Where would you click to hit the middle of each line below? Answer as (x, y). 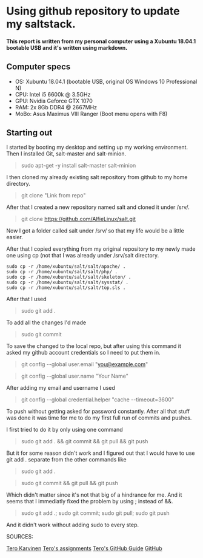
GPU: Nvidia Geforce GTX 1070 (54, 101)
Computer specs (38, 67)
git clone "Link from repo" (53, 196)
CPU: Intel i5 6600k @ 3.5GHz (53, 94)
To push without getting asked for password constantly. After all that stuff (98, 412)
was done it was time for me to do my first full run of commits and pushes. (99, 418)
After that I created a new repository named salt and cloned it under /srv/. (98, 207)
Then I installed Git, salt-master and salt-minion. (66, 154)
